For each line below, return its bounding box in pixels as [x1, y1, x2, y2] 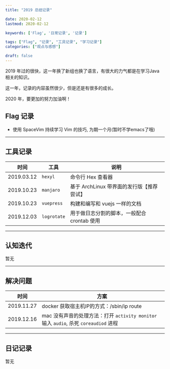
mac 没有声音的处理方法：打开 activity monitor [41, 312, 157, 319]
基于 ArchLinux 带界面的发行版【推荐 [70, 183, 158, 190]
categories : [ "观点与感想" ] [5, 44, 61, 50]
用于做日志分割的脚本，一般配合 [70, 210, 147, 217]
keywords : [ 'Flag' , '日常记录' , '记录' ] [5, 30, 87, 35]
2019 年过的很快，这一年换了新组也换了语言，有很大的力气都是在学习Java [5, 68, 159, 74]
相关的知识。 [5, 74, 32, 80]
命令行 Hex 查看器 [70, 173, 113, 180]
